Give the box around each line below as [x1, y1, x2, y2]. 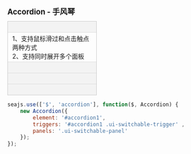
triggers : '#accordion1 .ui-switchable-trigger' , [33, 121, 185, 128]
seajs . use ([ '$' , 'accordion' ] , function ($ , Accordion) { [7, 101, 179, 108]
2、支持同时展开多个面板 [12, 52, 85, 60]
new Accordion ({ [20, 107, 69, 114]
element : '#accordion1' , [33, 114, 106, 122]
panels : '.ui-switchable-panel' [33, 127, 129, 134]
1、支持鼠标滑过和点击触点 [12, 35, 90, 42]
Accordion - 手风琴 [7, 7, 76, 16]
